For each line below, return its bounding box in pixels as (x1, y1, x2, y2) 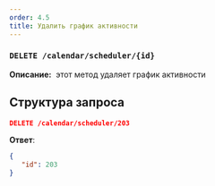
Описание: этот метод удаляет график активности (9, 69, 206, 80)
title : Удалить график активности (9, 21, 139, 30)
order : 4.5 (9, 13, 50, 22)
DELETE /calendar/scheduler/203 (9, 118, 130, 128)
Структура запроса (9, 95, 125, 110)
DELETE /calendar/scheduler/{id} (9, 51, 155, 61)
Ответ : (9, 135, 36, 146)
